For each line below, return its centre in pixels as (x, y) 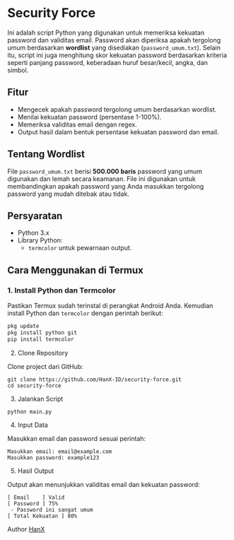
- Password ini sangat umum (52, 510)
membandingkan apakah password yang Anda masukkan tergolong (106, 186)
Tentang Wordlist (46, 154)
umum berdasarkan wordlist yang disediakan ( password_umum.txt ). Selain (114, 47)
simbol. (18, 70)
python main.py (30, 411)
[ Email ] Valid (36, 497)
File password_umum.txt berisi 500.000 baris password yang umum (105, 171)
